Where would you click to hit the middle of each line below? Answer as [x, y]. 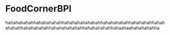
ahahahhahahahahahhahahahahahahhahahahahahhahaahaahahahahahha [82, 27]
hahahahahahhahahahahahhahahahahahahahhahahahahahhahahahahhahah [85, 22]
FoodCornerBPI [38, 9]
